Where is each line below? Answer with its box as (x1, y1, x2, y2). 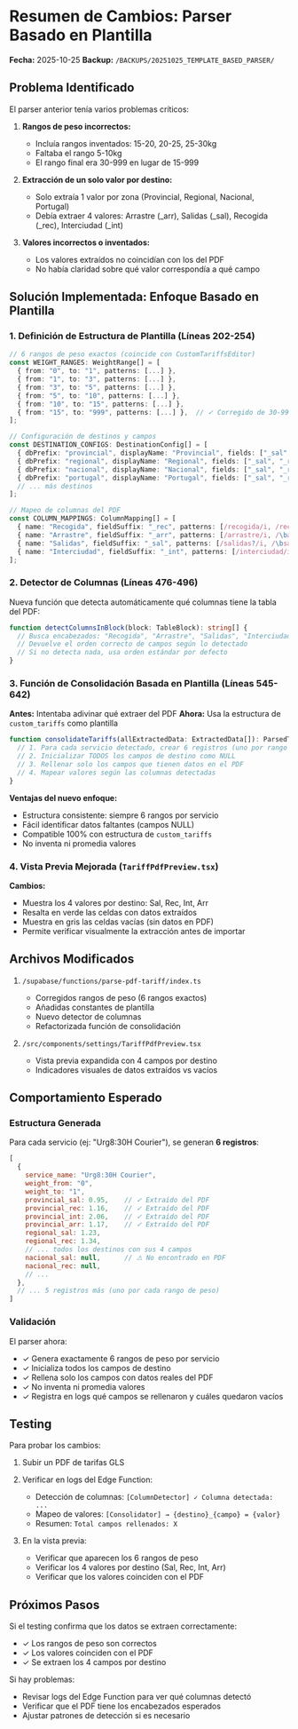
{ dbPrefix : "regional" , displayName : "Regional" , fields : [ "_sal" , (17, 456, 276, 465)
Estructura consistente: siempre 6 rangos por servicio (21, 810, 219, 821)
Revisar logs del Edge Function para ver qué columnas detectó (21, 1692, 252, 1702)
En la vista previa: (21, 1535, 87, 1546)
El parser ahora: (9, 1336, 68, 1346)
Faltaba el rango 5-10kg (35, 147, 122, 158)
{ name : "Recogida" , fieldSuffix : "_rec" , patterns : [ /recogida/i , (17, 522, 272, 532)
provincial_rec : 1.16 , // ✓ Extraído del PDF (25, 1203, 210, 1213)
